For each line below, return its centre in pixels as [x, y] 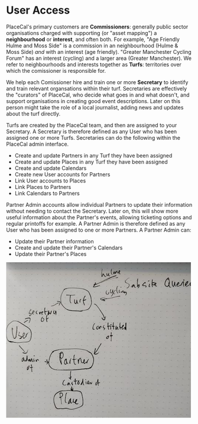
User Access [38, 10]
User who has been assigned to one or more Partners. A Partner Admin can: [99, 230]
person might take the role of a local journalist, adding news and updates [95, 107]
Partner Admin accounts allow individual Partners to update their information [99, 204]
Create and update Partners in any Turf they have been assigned [93, 155]
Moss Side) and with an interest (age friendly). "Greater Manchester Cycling [99, 52]
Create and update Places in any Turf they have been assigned [91, 162]
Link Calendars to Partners [47, 193]
